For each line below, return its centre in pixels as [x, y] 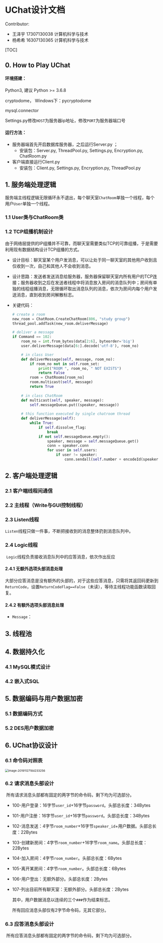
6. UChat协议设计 [31, 746]
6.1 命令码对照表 [24, 761]
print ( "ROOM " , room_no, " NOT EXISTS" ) [80, 368]
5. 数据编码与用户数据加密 [44, 699]
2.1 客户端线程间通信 [29, 491]
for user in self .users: [72, 450]
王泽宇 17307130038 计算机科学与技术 [50, 34]
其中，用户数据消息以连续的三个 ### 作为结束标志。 [62, 899]
